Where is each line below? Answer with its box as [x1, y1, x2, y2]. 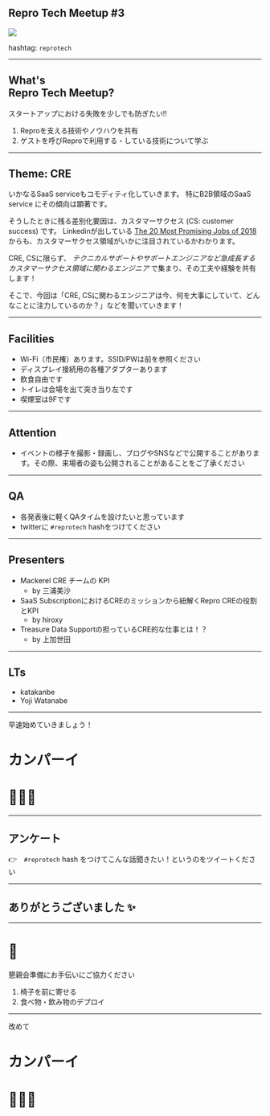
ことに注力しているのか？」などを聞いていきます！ [14, 300, 185, 310]
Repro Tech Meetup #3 [8, 6, 125, 20]
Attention [8, 426, 56, 439]
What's [8, 74, 46, 88]
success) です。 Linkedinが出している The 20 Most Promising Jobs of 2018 [8, 227, 257, 236]
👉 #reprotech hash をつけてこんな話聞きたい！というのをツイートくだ [8, 855, 249, 865]
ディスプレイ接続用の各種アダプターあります [19, 365, 168, 374]
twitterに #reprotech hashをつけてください [19, 521, 161, 531]
